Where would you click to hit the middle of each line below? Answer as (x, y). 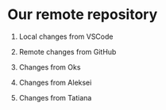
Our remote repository (83, 15)
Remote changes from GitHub (68, 51)
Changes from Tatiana (55, 97)
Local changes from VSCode (66, 36)
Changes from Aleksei (55, 82)
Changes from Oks (50, 67)
